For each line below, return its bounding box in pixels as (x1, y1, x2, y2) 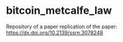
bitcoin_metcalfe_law (6, 4, 113, 17)
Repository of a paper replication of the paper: (6, 23, 118, 30)
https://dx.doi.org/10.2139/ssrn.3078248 (6, 29, 103, 36)
